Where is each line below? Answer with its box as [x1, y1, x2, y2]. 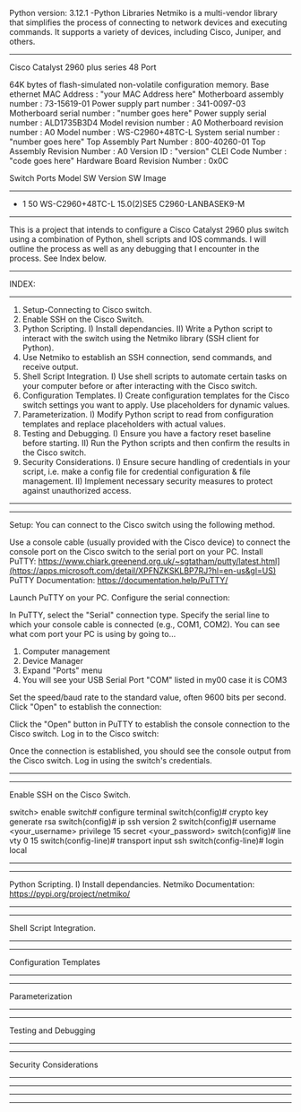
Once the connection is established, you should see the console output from [9, 746, 291, 756]
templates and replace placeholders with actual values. [21, 418, 227, 429]
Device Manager [21, 656, 83, 666]
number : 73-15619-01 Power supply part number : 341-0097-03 [9, 99, 246, 108]
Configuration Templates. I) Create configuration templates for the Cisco [21, 390, 289, 401]
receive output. [21, 362, 79, 372]
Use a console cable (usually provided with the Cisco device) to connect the [9, 537, 291, 547]
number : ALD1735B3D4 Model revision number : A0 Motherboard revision [9, 117, 284, 128]
